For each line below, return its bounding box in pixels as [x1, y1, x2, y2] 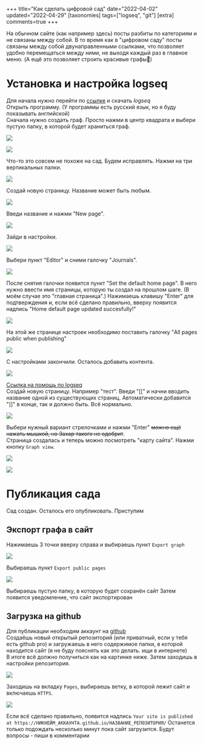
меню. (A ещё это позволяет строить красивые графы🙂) [6, 56, 153, 63]
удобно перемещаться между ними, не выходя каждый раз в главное [6, 49, 188, 56]
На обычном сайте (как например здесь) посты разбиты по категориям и [6, 30, 197, 37]
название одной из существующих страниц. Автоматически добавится [6, 394, 191, 401]
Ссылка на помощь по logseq [6, 381, 83, 388]
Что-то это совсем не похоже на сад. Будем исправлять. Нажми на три [6, 157, 193, 165]
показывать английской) [6, 109, 70, 117]
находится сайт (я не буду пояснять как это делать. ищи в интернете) [6, 647, 188, 654]
